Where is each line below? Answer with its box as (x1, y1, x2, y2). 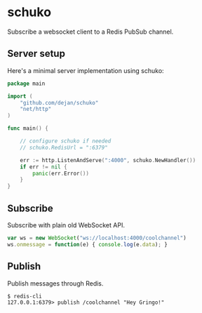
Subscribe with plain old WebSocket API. (7, 220, 125, 229)
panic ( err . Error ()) (32, 170, 90, 177)
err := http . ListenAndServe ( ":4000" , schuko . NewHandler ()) (20, 156, 196, 164)
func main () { (7, 125, 49, 132)
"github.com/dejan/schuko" (20, 99, 99, 106)
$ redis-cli (7, 293, 42, 300)
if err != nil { (20, 163, 68, 171)
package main (7, 80, 46, 87)
